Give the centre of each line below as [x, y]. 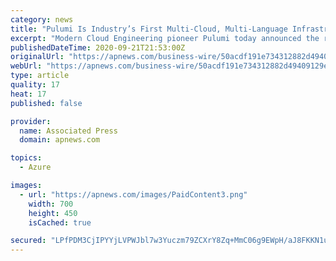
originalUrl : [37, 57]
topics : [26, 158]
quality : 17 [35, 85]
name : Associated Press [68, 131]
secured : [28, 241]
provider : [31, 121]
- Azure [35, 167]
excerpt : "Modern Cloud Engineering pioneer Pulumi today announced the [165, 38]
